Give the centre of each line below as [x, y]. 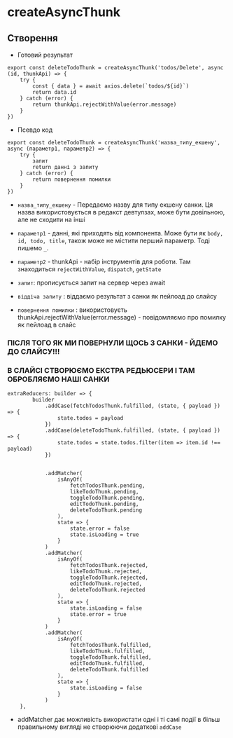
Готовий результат [45, 55]
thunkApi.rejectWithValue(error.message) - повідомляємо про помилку [121, 317]
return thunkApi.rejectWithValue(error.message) [105, 104]
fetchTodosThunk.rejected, [109, 566]
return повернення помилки [72, 179]
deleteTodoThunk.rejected [107, 590]
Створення [33, 38]
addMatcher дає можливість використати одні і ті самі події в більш [119, 720]
